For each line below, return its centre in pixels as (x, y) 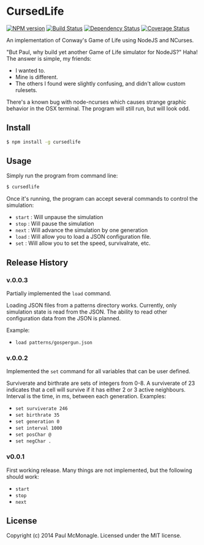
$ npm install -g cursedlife (43, 142)
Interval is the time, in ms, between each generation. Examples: (86, 396)
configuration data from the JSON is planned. (64, 318)
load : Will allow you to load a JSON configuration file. (83, 237)
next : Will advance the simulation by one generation (81, 230)
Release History (37, 262)
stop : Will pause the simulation (55, 224)
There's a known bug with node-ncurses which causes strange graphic (96, 102)
